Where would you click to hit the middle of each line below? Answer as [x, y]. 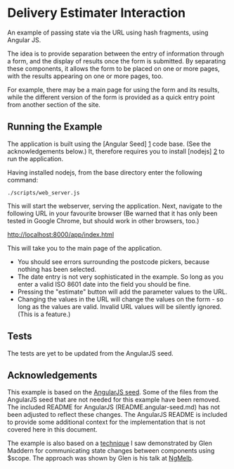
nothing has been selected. [57, 269]
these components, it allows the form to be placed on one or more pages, [113, 68]
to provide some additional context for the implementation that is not [106, 422]
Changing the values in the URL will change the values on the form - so [120, 299]
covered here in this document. [52, 430]
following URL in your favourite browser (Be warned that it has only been [112, 213]
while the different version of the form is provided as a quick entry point [111, 97]
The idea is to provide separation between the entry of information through [116, 54]
